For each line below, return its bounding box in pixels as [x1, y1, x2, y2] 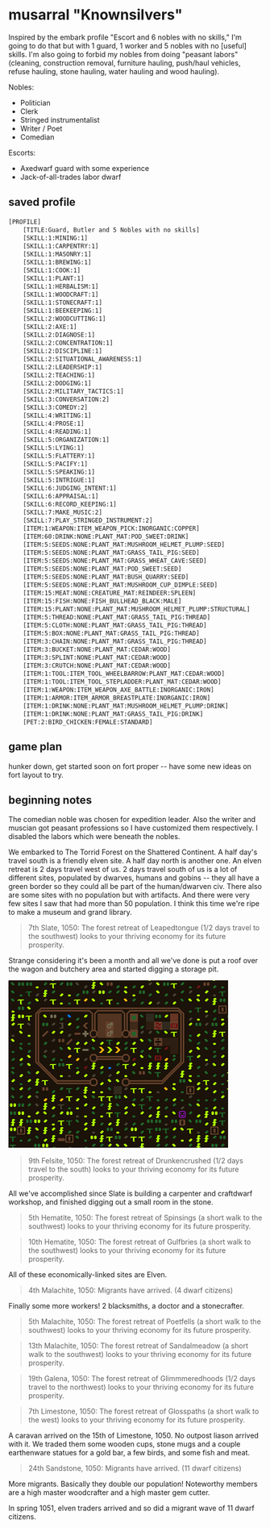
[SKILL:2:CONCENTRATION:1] [23, 339, 114, 347]
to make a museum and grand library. [8, 908, 133, 917]
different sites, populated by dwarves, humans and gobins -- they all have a [8, 873, 260, 883]
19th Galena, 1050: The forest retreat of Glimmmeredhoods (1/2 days [27, 1374, 256, 1384]
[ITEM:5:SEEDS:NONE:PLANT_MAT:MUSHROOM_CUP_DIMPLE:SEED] [23, 581, 218, 589]
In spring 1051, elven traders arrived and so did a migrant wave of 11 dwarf [8, 1503, 255, 1513]
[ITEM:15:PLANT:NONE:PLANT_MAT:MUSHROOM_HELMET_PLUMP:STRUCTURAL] [23, 605, 251, 613]
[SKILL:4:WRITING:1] [23, 411, 92, 420]
